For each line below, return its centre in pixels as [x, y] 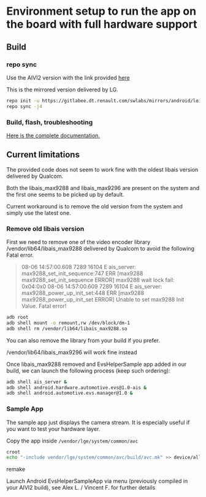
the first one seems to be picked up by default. [65, 194]
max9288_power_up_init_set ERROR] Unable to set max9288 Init [103, 300]
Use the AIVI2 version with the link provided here [68, 77]
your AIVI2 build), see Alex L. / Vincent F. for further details [81, 488]
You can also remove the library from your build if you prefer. [83, 340]
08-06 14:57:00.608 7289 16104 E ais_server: [78, 267]
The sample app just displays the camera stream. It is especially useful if [98, 422]
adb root [17, 317]
